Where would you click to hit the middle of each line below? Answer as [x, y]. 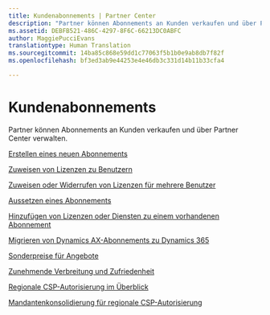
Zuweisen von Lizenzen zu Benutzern [70, 169]
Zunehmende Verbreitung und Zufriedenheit [82, 271]
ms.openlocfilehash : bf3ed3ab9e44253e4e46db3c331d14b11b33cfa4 [117, 61]
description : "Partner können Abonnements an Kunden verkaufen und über [133, 23]
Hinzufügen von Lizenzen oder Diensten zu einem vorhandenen [114, 216]
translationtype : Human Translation [70, 46]
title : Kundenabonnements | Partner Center [82, 16]
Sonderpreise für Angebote [53, 256]
